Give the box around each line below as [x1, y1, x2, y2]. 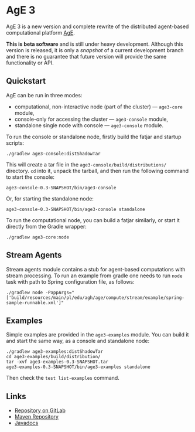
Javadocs [14, 420, 39, 427]
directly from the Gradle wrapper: [6, 223, 87, 230]
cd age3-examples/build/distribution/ [6, 354, 101, 360]
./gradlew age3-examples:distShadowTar [6, 349, 104, 355]
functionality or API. [6, 59, 54, 66]
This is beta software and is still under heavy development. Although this [6, 40, 183, 47]
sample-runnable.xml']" [6, 300, 64, 305]
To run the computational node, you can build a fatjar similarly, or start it [6, 216, 180, 223]
